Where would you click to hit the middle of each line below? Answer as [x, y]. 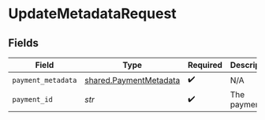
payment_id [32, 99]
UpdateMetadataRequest [93, 14]
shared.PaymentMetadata [132, 80]
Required [205, 65]
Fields [24, 43]
